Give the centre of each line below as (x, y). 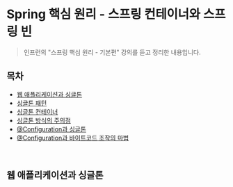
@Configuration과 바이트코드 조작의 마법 (73, 138)
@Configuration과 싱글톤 (51, 129)
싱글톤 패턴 (32, 103)
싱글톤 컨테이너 (37, 111)
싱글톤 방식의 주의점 (43, 120)
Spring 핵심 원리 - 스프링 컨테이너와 (104, 14)
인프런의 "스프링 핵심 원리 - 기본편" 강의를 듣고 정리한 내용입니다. (112, 52)
